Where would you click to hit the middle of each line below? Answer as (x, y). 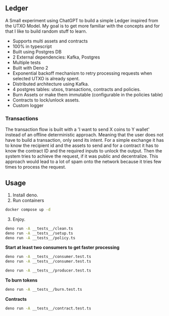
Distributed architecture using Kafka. (51, 84)
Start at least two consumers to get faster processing (62, 247)
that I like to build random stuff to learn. (46, 31)
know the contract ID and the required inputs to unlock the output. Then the (84, 151)
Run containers (28, 200)
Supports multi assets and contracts (50, 41)
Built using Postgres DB (37, 51)
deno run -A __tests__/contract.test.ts (48, 308)
